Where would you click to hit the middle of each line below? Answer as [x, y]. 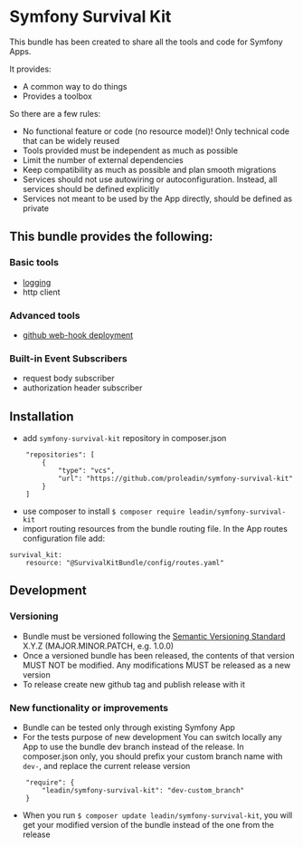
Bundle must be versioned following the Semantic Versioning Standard [154, 636]
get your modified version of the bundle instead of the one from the [148, 825]
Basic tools [34, 263]
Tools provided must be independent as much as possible [130, 150]
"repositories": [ [60, 455]
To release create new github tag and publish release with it [134, 684]
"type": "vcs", [86, 471]
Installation [42, 416]
